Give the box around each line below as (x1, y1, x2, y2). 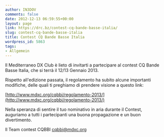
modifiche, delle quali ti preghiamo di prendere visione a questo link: (5, 82, 144, 88)
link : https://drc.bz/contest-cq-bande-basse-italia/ (5, 26, 118, 31)
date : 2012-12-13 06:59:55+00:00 (5, 16, 74, 21)
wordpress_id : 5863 (5, 39, 45, 44)
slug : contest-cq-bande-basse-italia (5, 30, 83, 35)
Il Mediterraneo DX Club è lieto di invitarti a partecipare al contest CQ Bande (5, 62, 160, 68)
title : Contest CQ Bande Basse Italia (5, 35, 85, 40)
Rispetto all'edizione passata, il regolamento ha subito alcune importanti (5, 77, 151, 83)
